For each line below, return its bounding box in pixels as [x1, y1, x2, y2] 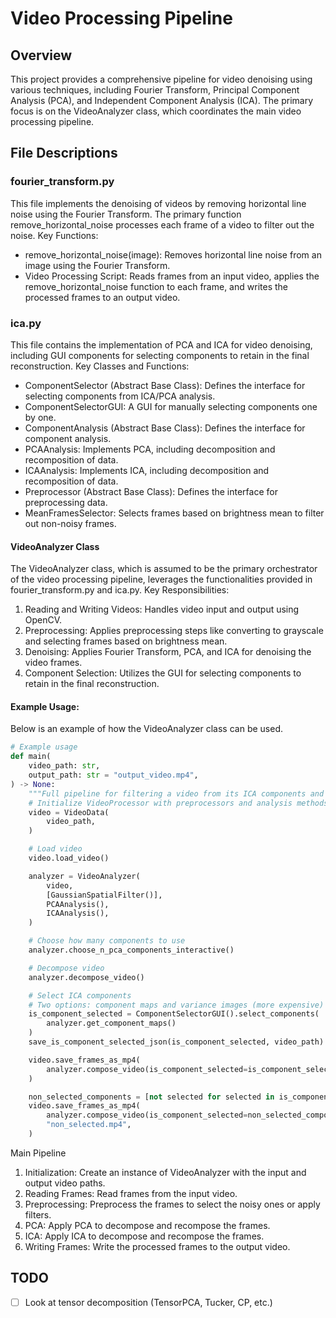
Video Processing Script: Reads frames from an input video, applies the [24, 270, 320, 282]
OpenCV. [24, 614, 63, 626]
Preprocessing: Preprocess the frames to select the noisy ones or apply [24, 1198, 321, 1210]
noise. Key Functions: [10, 229, 99, 241]
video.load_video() [28, 853, 110, 864]
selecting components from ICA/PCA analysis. [24, 390, 216, 402]
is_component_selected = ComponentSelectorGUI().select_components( [28, 1009, 320, 1019]
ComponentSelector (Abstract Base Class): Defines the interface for [24, 379, 306, 391]
